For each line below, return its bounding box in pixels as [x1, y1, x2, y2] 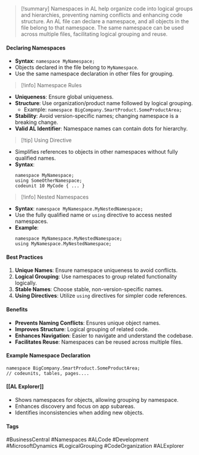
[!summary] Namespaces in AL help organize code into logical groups [20, 5, 193, 12]
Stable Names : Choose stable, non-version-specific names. [14, 286, 163, 293]
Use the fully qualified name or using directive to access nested [14, 212, 172, 219]
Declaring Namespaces [6, 44, 66, 51]
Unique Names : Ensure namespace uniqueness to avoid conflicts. [14, 267, 178, 274]
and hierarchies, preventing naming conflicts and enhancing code [20, 11, 183, 19]
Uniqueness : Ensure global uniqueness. [14, 93, 114, 100]
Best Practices [6, 254, 44, 261]
